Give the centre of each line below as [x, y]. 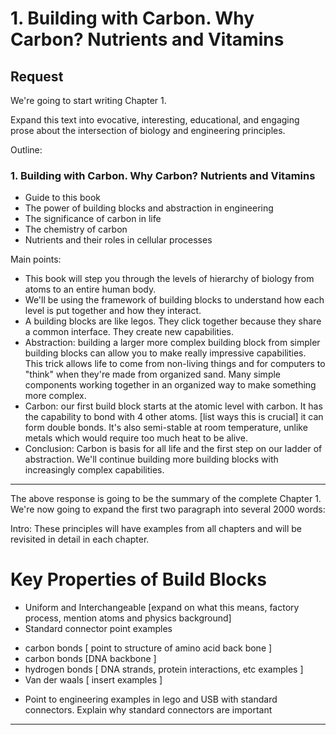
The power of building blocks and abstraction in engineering [149, 208]
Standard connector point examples [98, 629]
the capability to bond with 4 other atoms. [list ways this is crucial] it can [174, 417]
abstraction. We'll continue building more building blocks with [151, 459]
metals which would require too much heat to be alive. [136, 438]
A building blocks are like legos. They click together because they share [173, 321]
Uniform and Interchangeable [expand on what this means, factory [162, 608]
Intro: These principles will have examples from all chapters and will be [156, 529]
